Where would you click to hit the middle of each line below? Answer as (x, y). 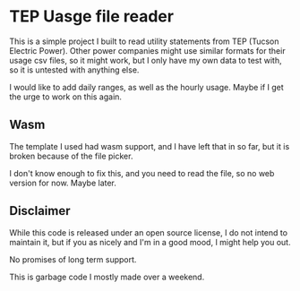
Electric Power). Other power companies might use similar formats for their (147, 50)
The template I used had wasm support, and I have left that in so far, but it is (150, 146)
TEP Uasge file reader (92, 17)
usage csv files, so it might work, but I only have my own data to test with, (146, 60)
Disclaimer (40, 211)
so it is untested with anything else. (74, 70)
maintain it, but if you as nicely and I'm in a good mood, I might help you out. (150, 242)
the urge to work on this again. (66, 97)
